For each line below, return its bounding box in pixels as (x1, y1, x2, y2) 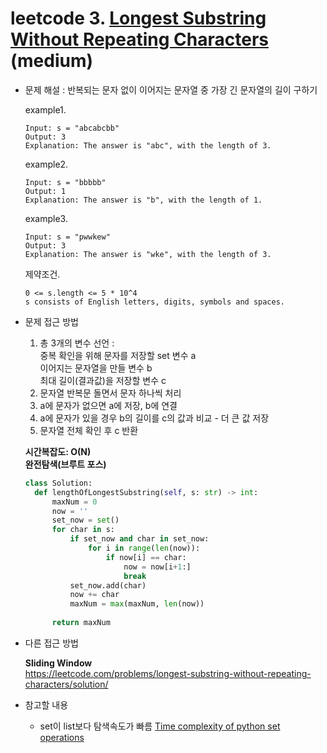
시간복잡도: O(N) (24, 445, 92, 457)
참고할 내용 (24, 698, 69, 711)
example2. (24, 158, 69, 170)
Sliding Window (24, 657, 93, 669)
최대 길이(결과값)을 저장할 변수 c (39, 374, 167, 386)
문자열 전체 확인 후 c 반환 (39, 424, 139, 436)
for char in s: (51, 525, 115, 535)
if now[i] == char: (105, 552, 187, 562)
